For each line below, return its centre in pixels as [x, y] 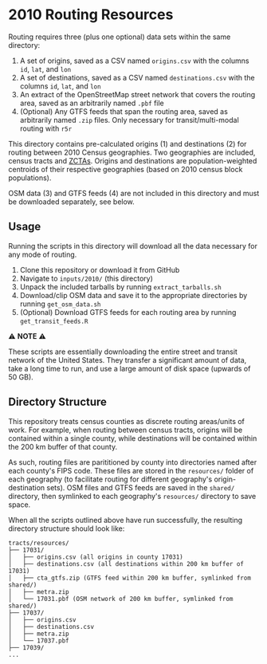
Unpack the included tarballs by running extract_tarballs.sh [120, 287]
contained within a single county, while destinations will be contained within [133, 438]
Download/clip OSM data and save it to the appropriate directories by [133, 295]
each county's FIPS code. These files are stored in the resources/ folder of [131, 470]
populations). [30, 178]
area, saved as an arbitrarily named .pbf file [92, 103]
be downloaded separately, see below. [72, 202]
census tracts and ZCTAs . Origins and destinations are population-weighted [133, 160]
